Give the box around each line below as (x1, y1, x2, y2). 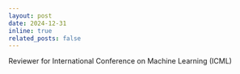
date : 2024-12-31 (8, 19, 67, 27)
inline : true (8, 27, 53, 35)
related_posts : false (8, 34, 82, 43)
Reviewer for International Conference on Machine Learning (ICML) (8, 56, 233, 66)
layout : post (8, 11, 53, 20)
